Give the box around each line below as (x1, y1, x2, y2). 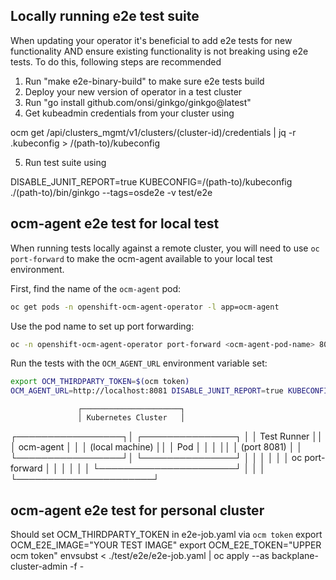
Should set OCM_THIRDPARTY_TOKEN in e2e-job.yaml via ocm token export (10, 528, 323, 540)
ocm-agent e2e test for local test (10, 215, 220, 233)
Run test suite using (24, 156, 107, 168)
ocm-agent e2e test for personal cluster (10, 502, 265, 519)
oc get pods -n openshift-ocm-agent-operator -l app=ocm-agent (10, 302, 280, 312)
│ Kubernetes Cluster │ (77, 413, 186, 423)
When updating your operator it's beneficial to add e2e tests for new (10, 34, 293, 46)
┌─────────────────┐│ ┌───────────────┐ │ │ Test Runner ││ (10, 430, 323, 443)
